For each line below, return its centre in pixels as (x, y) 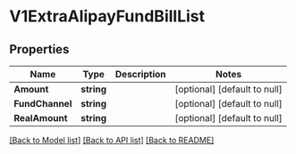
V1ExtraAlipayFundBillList (107, 16)
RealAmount (41, 118)
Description (140, 74)
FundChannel (43, 104)
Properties (39, 49)
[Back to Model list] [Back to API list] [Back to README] (112, 140)
